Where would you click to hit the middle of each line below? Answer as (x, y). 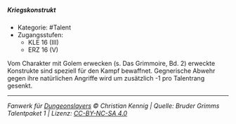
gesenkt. (20, 85)
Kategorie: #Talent (44, 27)
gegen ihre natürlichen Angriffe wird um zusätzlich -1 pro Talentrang (106, 78)
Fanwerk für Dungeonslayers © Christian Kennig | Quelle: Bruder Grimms (113, 106)
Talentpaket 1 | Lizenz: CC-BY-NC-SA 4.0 (67, 113)
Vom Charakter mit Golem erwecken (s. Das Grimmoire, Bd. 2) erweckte (111, 63)
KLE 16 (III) (44, 42)
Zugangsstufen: (40, 34)
